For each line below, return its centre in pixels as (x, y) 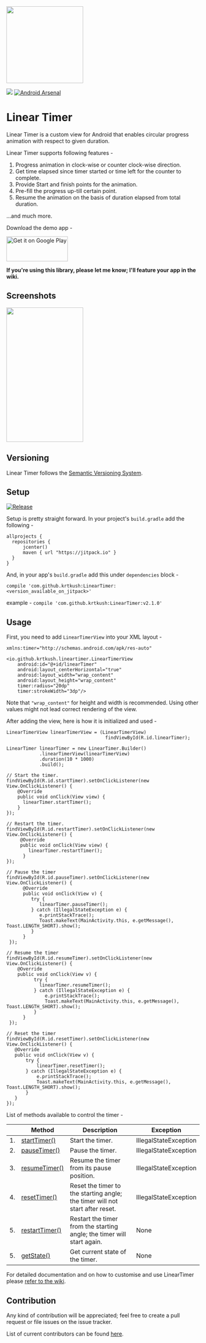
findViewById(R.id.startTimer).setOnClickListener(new (78, 781)
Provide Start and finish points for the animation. (76, 184)
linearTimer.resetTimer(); (71, 1066)
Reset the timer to (95, 1186)
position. (82, 1176)
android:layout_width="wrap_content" (66, 675)
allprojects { (25, 537)
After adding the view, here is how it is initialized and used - (82, 721)
